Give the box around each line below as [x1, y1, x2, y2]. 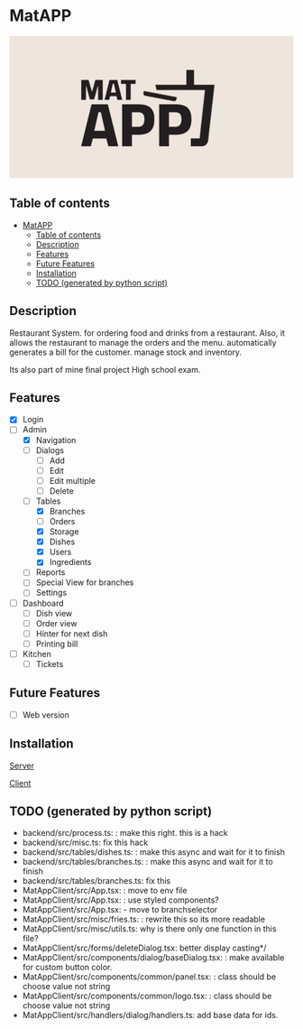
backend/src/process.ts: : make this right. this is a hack [22, 828, 228, 839]
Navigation [35, 434, 77, 445]
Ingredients [49, 557, 92, 568]
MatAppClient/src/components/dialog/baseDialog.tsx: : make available [22, 952, 285, 963]
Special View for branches [35, 577, 134, 588]
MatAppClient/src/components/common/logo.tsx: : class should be [22, 990, 272, 1002]
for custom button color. [22, 962, 113, 973]
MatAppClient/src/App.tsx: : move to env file [22, 885, 188, 896]
